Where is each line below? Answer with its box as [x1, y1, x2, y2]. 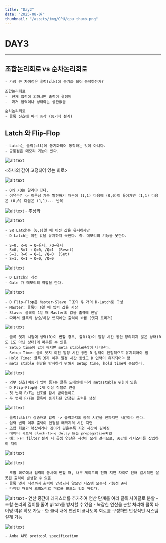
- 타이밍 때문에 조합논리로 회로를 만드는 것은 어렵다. [5, 486, 100, 491]
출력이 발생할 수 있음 [14, 475, 51, 481]
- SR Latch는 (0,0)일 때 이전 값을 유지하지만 [5, 228, 90, 233]
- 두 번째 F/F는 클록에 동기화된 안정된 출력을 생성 [5, 396, 96, 401]
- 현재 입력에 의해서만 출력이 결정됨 [5, 94, 72, 99]
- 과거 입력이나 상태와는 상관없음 [5, 100, 66, 105]
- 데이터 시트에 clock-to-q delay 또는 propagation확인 [5, 431, 112, 436]
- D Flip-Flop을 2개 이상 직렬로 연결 [5, 385, 76, 390]
